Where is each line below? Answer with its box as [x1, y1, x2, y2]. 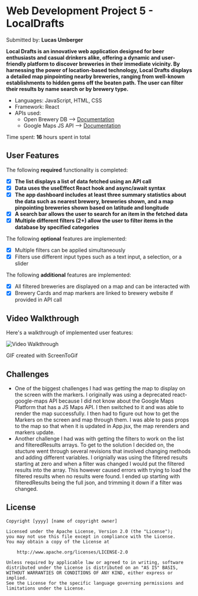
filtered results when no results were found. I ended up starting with [14, 472, 180, 480]
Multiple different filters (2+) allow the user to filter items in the [14, 217, 173, 224]
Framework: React [14, 103, 60, 110]
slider [14, 260, 28, 267]
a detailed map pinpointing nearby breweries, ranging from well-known [6, 73, 185, 80]
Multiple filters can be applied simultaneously [14, 247, 126, 254]
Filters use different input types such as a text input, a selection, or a [14, 253, 182, 261]
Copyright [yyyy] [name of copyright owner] [6, 518, 118, 524]
